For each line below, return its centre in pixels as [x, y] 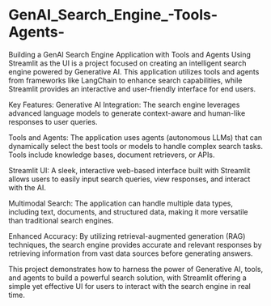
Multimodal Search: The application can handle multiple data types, [121, 203]
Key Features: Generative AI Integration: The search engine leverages [124, 104]
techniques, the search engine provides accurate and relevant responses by [135, 244]
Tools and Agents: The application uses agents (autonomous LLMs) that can [135, 137]
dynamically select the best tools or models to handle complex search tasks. [135, 146]
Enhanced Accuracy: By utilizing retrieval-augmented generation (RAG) [127, 236]
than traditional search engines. [61, 220]
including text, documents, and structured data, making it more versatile [128, 211]
